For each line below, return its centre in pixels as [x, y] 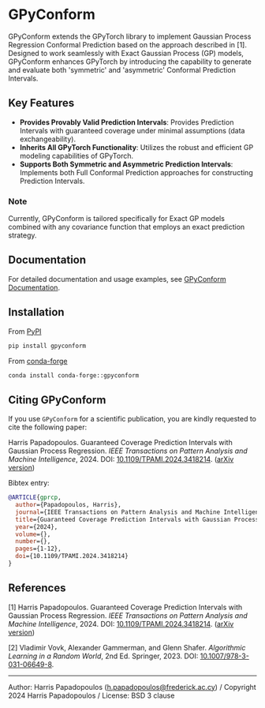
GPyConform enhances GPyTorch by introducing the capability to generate [130, 62]
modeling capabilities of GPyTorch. [77, 155]
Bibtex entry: [29, 483]
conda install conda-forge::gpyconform [74, 375]
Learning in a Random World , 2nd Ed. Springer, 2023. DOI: [103, 656]
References [37, 588]
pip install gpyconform [47, 346]
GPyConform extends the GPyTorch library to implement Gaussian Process [130, 36]
